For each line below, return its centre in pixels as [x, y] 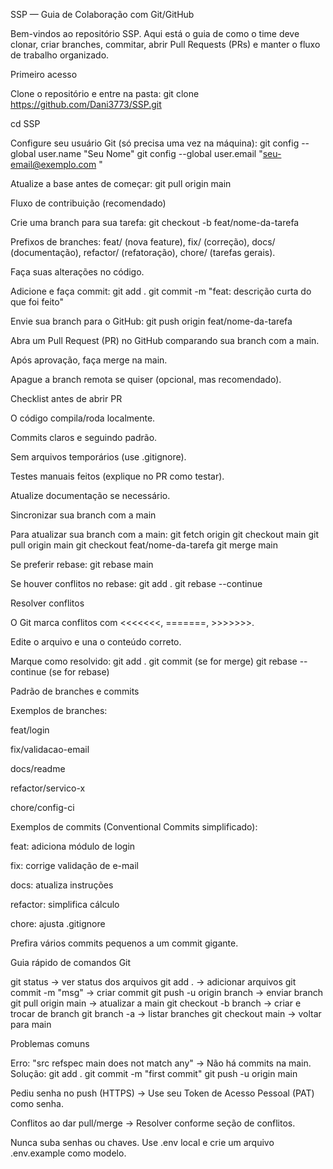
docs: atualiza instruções [62, 885]
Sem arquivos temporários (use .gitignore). [98, 457]
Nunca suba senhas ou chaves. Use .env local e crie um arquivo [142, 1142]
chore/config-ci [42, 807]
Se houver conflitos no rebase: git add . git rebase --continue [136, 583]
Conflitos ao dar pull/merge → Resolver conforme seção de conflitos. [153, 1123]
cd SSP [25, 123]
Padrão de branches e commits [75, 691]
